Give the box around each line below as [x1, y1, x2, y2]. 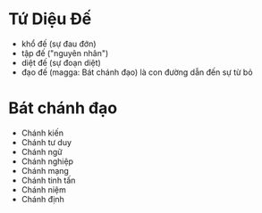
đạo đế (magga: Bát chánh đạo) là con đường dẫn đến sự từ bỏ [21, 67, 253, 78]
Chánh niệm [21, 184, 66, 195]
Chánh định [21, 193, 64, 204]
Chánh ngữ [21, 146, 63, 157]
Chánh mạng [21, 165, 69, 176]
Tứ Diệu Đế [8, 9, 92, 29]
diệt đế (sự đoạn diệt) [21, 57, 102, 68]
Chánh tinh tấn [21, 175, 76, 185]
